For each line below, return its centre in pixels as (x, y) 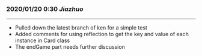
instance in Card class (42, 40)
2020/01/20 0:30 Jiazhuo (45, 9)
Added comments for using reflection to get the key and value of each (102, 34)
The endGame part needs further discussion (70, 47)
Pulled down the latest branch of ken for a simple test (81, 28)
